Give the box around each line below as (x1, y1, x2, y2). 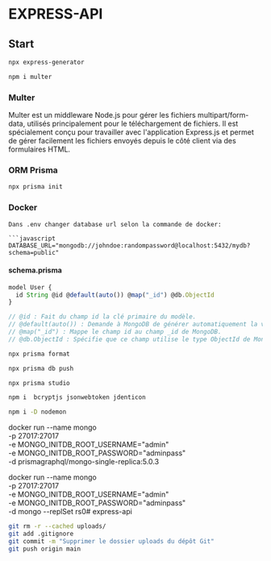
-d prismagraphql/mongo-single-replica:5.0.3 (8, 457, 160, 467)
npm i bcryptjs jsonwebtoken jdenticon (8, 393, 147, 401)
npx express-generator (8, 58, 85, 66)
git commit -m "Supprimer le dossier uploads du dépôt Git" (8, 537, 215, 545)
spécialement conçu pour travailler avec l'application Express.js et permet (8, 127, 254, 137)
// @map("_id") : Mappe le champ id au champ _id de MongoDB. (8, 328, 222, 336)
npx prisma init (8, 183, 63, 191)
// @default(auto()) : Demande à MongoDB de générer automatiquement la (8, 320, 258, 329)
